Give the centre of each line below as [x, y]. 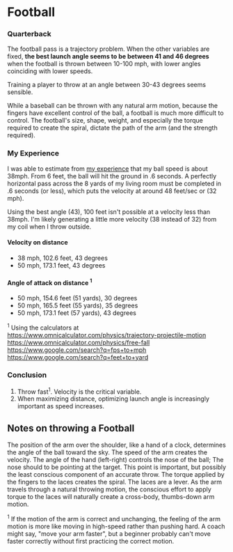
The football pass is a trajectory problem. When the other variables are [109, 49]
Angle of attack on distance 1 [50, 282]
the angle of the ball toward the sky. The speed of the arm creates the [107, 452]
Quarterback [29, 34]
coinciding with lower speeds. [50, 71]
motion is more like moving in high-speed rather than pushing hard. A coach [116, 526]
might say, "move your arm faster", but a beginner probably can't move [109, 533]
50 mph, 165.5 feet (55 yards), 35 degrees [78, 305]
